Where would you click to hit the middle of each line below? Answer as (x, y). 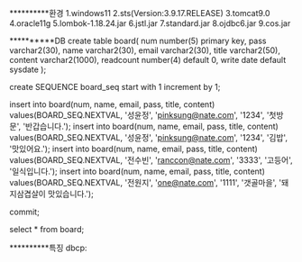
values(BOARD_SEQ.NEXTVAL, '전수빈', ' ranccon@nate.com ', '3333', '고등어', (151, 160)
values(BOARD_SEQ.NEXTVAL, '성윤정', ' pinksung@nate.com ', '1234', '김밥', (149, 137)
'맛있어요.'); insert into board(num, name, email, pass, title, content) (134, 149)
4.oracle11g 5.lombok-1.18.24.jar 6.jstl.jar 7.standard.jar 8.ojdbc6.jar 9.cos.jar (150, 23)
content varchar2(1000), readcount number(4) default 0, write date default (148, 60)
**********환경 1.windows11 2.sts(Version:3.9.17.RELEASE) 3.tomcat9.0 (140, 13)
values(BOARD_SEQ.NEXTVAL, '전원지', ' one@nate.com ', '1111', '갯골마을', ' (146, 182)
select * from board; (47, 229)
